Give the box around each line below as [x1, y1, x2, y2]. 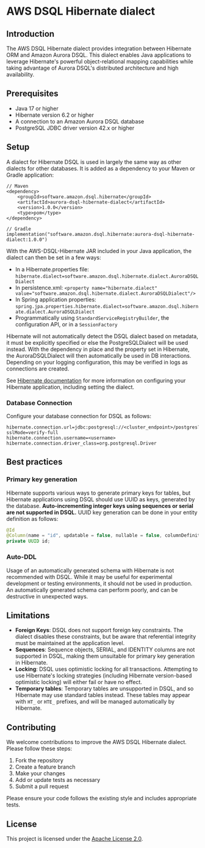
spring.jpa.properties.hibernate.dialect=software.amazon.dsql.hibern [15, 303, 199, 309]
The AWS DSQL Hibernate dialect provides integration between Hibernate [6, 45, 192, 52]
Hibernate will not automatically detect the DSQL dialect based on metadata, [6, 332, 198, 340]
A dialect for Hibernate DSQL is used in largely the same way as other [6, 158, 182, 166]
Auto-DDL [6, 553, 37, 561]
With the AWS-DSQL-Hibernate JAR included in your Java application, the [6, 247, 192, 254]
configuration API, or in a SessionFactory [15, 320, 118, 328]
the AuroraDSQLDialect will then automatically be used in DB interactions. [6, 352, 192, 359]
